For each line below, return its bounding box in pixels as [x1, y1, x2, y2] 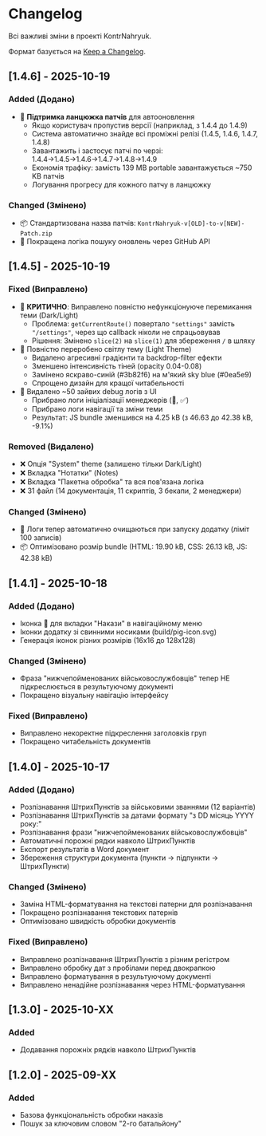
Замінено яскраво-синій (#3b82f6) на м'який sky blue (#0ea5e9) [31, 369, 252, 379]
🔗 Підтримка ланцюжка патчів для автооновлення [19, 112, 195, 121]
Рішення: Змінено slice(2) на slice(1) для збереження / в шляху [31, 336, 256, 345]
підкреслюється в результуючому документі [19, 682, 174, 692]
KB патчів [31, 171, 65, 180]
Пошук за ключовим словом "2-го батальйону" [19, 1118, 182, 1129]
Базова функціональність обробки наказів [19, 1110, 163, 1120]
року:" [19, 819, 42, 829]
